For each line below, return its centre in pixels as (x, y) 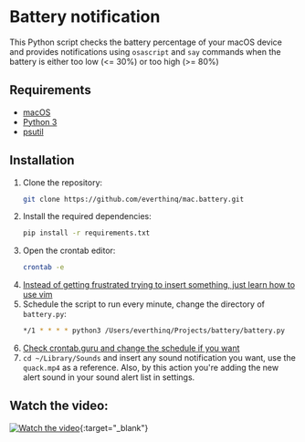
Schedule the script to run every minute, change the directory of (143, 304)
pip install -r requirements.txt (86, 233)
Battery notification (85, 17)
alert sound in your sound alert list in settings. (109, 377)
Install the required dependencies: (87, 216)
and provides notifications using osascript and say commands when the (145, 51)
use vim (37, 295)
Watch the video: (59, 406)
